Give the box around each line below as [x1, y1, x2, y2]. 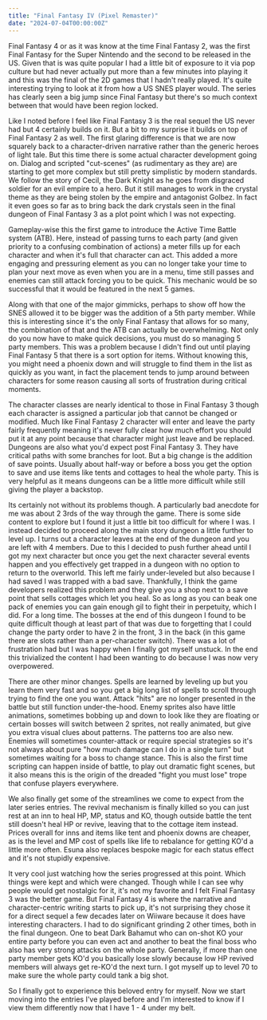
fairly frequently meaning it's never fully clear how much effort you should [8, 425, 252, 435]
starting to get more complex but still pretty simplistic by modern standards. [8, 167, 257, 176]
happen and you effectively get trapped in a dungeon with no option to [8, 559, 241, 569]
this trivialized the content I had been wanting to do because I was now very [8, 652, 259, 662]
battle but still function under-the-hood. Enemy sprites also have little [8, 702, 236, 711]
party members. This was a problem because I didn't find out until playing [8, 342, 251, 351]
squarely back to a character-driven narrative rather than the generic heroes [8, 141, 259, 151]
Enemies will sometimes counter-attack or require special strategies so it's [8, 736, 253, 745]
